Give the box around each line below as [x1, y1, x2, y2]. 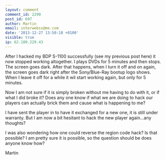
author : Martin [5, 21, 37, 26]
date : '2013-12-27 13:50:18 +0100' [5, 30, 79, 35]
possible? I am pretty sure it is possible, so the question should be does [5, 135, 152, 141]
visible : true [5, 35, 35, 40]
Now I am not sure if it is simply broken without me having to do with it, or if [5, 89, 160, 95]
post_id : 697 [5, 16, 32, 21]
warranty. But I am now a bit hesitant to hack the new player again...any [5, 115, 152, 121]
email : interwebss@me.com [5, 26, 59, 31]
